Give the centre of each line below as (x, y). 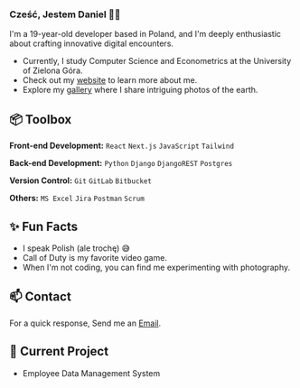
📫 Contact (41, 297)
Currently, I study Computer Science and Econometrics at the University (157, 61)
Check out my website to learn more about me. (110, 80)
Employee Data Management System (91, 373)
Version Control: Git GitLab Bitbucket (80, 180)
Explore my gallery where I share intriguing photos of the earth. (140, 90)
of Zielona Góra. (52, 70)
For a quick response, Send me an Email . (85, 323)
